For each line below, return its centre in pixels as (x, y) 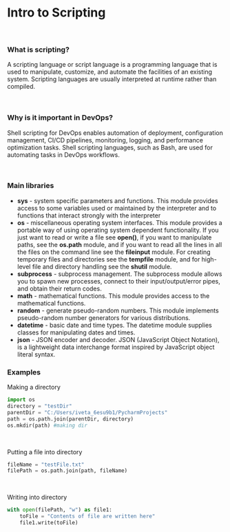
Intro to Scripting (56, 13)
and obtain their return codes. (59, 288)
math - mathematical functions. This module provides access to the (113, 296)
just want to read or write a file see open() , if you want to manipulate (114, 237)
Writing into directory (37, 498)
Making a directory (34, 387)
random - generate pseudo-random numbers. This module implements (118, 310)
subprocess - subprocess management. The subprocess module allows (119, 274)
